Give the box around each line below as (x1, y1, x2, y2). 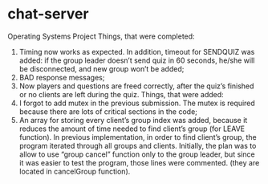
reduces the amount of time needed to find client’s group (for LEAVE (18, 124, 246, 133)
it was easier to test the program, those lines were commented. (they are (18, 157, 260, 167)
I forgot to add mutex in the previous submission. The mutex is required (18, 98, 256, 108)
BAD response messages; (18, 72, 105, 82)
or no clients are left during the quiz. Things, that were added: (18, 89, 224, 99)
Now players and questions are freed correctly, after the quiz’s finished (18, 81, 254, 91)
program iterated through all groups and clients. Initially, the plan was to (18, 141, 257, 150)
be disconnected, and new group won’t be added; (18, 63, 185, 73)
